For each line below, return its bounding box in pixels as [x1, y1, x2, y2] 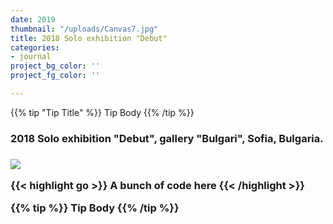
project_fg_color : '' [10, 71, 101, 81]
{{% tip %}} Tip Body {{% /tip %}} [10, 201, 180, 215]
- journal [10, 52, 52, 62]
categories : [10, 42, 60, 53]
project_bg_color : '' [10, 61, 101, 71]
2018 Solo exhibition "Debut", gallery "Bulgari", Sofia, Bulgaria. [10, 131, 324, 145]
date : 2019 [10, 14, 56, 25]
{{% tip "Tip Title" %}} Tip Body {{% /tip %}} [10, 106, 195, 118]
